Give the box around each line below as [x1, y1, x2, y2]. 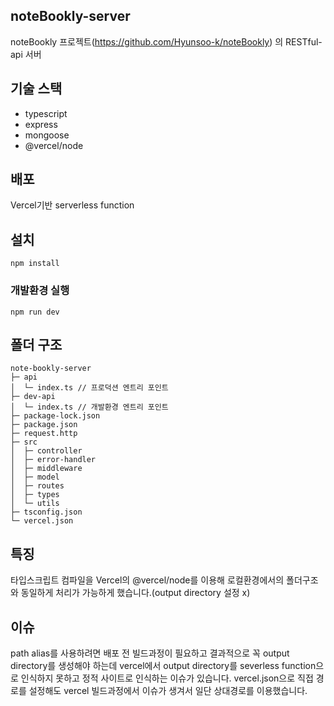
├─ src [10, 437, 38, 448]
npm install [10, 259, 60, 269]
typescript [24, 107, 68, 119]
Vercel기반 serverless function [10, 199, 135, 211]
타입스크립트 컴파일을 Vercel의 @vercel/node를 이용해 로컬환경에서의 [10, 574, 285, 586]
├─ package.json [10, 420, 78, 430]
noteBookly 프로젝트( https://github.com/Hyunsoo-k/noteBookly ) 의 [10, 35, 284, 48]
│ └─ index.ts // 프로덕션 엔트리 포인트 [10, 383, 169, 393]
